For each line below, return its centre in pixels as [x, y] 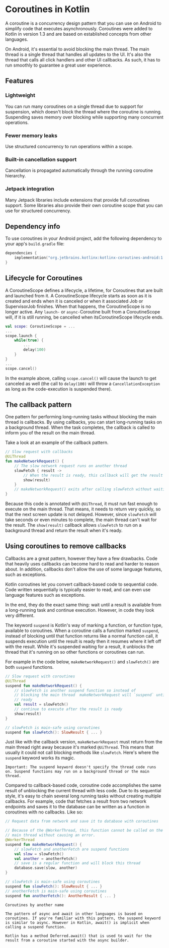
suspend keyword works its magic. [40, 758]
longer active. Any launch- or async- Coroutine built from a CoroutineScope [83, 311]
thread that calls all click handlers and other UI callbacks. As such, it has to [83, 59]
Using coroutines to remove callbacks [66, 546]
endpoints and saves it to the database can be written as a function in [77, 807]
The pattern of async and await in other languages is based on [74, 914]
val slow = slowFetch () [39, 854]
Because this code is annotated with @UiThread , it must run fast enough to [81, 504]
